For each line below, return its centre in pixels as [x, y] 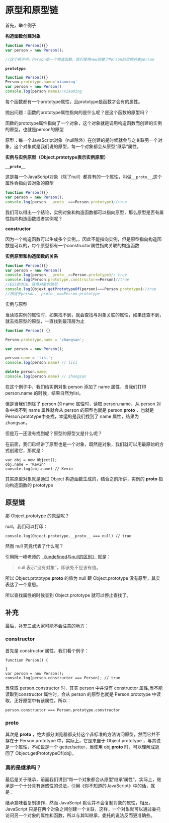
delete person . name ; [27, 372]
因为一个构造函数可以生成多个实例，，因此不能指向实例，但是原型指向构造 [81, 239]
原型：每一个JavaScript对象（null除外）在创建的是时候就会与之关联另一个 [82, 140]
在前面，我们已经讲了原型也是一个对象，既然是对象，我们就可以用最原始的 [82, 444]
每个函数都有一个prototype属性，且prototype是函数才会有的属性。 [74, 102]
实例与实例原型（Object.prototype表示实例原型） [57, 157]
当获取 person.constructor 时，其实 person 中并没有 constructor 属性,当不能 [84, 688]
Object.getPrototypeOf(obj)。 [46, 753]
